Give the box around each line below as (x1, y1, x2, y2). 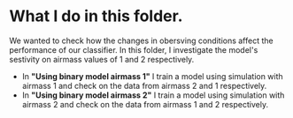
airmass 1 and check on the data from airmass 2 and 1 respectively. (21, 80, 267, 91)
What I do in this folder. (9, 6, 183, 26)
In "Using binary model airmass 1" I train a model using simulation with (21, 70, 283, 81)
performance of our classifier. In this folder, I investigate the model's (9, 44, 258, 55)
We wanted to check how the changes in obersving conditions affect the (9, 35, 274, 46)
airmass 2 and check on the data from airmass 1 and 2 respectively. (21, 99, 268, 109)
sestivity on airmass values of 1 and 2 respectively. (9, 54, 195, 64)
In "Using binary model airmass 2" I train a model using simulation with (21, 90, 285, 100)
